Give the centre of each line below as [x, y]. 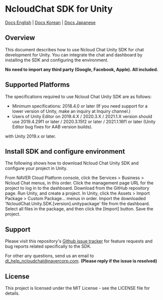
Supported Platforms [37, 85]
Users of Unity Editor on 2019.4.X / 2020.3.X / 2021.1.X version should [82, 116]
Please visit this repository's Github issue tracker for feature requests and [79, 241]
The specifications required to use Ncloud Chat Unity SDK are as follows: [78, 97]
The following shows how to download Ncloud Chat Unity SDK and [72, 163]
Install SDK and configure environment [65, 151]
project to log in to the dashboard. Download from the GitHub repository [77, 188]
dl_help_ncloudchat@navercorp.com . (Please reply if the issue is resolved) [81, 261]
